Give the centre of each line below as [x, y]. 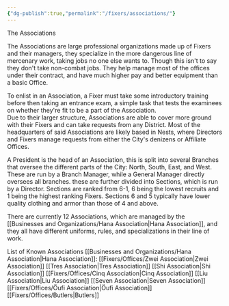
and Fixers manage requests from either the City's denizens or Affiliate [107, 139]
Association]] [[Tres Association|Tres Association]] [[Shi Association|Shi [109, 266]
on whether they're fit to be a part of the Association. [82, 110]
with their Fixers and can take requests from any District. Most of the [104, 124]
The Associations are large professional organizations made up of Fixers [109, 46]
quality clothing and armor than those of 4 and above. [83, 203]
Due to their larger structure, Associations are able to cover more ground [109, 117]
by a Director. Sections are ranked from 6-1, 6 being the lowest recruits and [113, 189]
